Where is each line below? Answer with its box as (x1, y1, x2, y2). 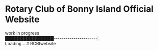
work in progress (5, 30, 39, 36)
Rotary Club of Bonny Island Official (5, 3, 154, 15)
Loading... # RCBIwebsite (5, 40, 56, 46)
